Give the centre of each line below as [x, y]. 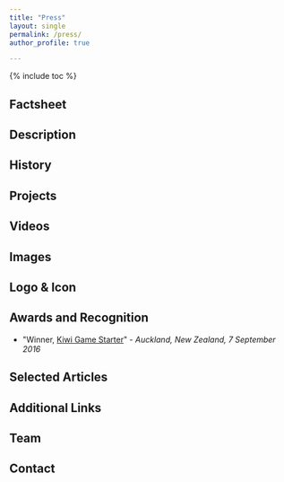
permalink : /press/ [46, 34]
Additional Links [56, 408]
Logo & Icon [43, 287]
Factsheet [38, 104]
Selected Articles [59, 377]
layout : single [38, 26]
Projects [33, 195]
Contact [32, 469]
